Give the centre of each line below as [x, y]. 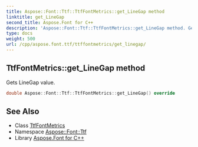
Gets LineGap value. [31, 82]
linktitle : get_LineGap [35, 17]
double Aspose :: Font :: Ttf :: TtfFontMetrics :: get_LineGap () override [91, 93]
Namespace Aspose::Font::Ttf [50, 132]
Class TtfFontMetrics [40, 126]
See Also [23, 111]
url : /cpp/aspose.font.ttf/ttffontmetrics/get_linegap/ [76, 45]
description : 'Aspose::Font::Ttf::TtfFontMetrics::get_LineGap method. [96, 28]
